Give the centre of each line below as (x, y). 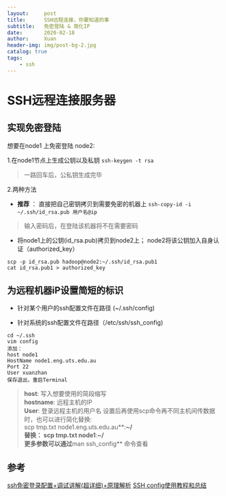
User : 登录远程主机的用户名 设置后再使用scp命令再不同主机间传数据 (120, 411)
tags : (15, 58)
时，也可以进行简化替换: (58, 419)
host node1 (23, 355)
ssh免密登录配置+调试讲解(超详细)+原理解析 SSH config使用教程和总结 (107, 485)
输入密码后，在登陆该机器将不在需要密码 (81, 225)
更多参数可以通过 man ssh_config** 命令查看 (86, 444)
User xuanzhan (27, 373)
